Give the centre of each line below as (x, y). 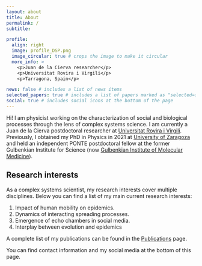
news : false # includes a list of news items (64, 90)
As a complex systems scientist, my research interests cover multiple (92, 190)
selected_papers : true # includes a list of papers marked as (86, 95)
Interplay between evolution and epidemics (68, 227)
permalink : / (23, 23)
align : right (28, 45)
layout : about (24, 12)
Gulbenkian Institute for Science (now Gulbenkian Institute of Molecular (95, 150)
